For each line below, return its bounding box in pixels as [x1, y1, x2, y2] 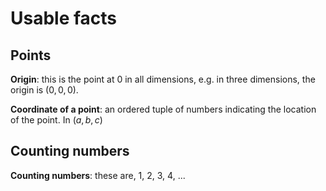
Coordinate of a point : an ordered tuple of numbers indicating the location [10, 103, 317, 115]
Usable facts [10, 7, 118, 30]
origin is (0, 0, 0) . [10, 84, 79, 96]
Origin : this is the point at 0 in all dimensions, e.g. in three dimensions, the [10, 73, 316, 85]
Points [10, 47, 52, 64]
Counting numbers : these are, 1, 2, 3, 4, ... [10, 169, 186, 181]
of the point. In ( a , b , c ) [10, 114, 103, 126]
